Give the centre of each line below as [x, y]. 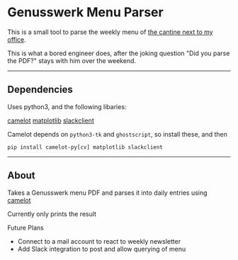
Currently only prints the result [52, 214]
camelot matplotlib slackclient [51, 120]
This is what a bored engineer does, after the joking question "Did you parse [119, 53]
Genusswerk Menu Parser [86, 12]
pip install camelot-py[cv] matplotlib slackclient [85, 147]
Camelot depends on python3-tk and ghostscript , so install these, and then [118, 134]
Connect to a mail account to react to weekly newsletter [99, 241]
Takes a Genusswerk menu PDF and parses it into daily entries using [107, 193]
